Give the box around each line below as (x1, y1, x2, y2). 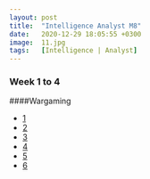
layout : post (9, 12, 58, 22)
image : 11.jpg (9, 37, 66, 47)
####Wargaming (9, 95, 71, 107)
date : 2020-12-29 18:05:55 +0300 (9, 29, 142, 38)
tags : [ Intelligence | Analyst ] (9, 46, 138, 55)
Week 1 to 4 (9, 76, 61, 88)
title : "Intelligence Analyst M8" (9, 21, 142, 30)
